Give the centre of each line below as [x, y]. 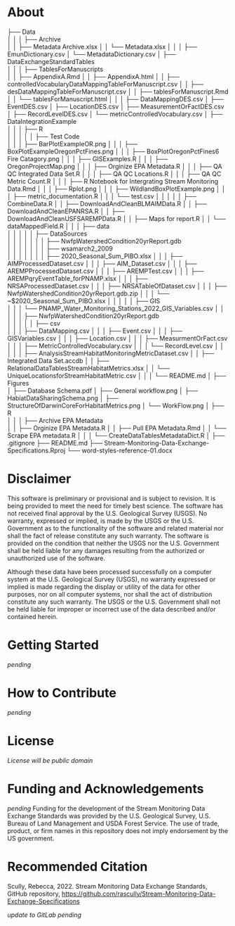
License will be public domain [50, 760]
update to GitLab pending [45, 915]
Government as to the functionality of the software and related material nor [115, 528]
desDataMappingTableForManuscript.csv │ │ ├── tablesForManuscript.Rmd [118, 91]
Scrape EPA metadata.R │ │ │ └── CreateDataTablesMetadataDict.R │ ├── [116, 435]
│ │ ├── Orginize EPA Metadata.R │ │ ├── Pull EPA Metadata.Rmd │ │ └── [117, 428]
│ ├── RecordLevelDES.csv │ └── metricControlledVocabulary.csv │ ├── [115, 114]
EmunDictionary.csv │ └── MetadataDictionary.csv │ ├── [92, 54]
